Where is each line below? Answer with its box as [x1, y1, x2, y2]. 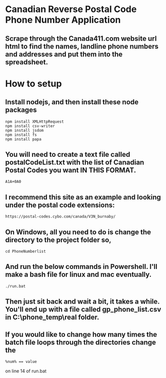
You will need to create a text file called [5, 150, 130, 159]
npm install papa [5, 137, 42, 142]
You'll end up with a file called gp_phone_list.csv [5, 305, 161, 314]
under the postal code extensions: [5, 201, 115, 209]
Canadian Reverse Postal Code [5, 4, 137, 15]
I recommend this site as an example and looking [5, 193, 161, 202]
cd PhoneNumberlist [5, 249, 46, 254]
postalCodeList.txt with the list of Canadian [5, 158, 144, 166]
